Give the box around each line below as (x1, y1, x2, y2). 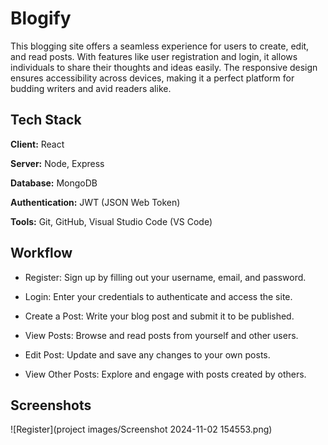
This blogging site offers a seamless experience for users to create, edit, (10, 40, 310, 52)
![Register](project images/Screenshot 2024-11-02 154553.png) (10, 423, 273, 436)
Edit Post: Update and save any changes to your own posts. (24, 348, 271, 361)
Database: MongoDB (10, 177, 98, 189)
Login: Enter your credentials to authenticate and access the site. (24, 290, 293, 302)
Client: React (10, 138, 65, 150)
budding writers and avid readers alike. (10, 82, 172, 94)
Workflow (10, 245, 73, 262)
